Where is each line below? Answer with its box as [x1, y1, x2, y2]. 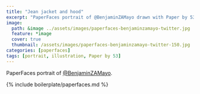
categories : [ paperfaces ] [6, 48, 70, 54]
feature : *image [11, 31, 52, 37]
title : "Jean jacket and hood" [6, 8, 84, 15]
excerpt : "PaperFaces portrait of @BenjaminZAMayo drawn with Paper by [6, 14, 187, 20]
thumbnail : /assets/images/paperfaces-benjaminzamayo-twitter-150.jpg [11, 42, 190, 48]
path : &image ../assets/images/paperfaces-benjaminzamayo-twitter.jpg [11, 25, 190, 32]
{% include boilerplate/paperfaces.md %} [6, 81, 109, 88]
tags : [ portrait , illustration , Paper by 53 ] [6, 53, 121, 59]
